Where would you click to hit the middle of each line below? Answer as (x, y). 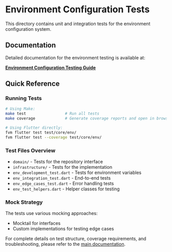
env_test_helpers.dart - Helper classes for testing (66, 189)
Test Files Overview (30, 150)
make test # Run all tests (52, 114)
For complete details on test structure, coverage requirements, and (76, 239)
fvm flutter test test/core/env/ (41, 132)
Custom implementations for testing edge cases (63, 229)
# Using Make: (20, 109)
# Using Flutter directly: (34, 128)
